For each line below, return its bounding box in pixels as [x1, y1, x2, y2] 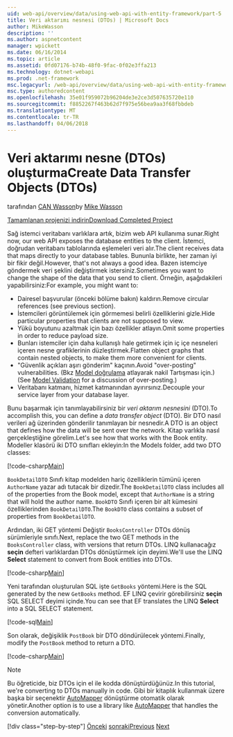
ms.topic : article [7, 56, 60, 63]
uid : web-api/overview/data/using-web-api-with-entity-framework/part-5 [7, 10, 222, 17]
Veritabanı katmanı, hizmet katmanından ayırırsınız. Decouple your [17, 383, 205, 391]
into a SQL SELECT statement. [7, 604, 94, 613]
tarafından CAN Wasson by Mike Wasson [7, 202, 123, 211]
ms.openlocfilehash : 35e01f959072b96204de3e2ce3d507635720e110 [7, 95, 194, 102]
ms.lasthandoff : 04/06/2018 [7, 120, 89, 127]
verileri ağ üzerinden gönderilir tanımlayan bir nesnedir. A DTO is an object [7, 419, 218, 428]
